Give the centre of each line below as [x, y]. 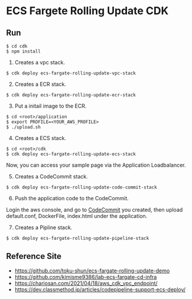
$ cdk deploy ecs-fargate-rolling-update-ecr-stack [71, 95]
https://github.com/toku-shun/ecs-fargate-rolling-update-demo [92, 271]
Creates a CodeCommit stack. [51, 176]
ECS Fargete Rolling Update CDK [87, 11]
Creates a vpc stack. [40, 62]
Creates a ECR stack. [40, 84]
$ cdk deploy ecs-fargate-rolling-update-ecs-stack [71, 154]
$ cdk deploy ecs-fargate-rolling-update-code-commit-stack [82, 187]
